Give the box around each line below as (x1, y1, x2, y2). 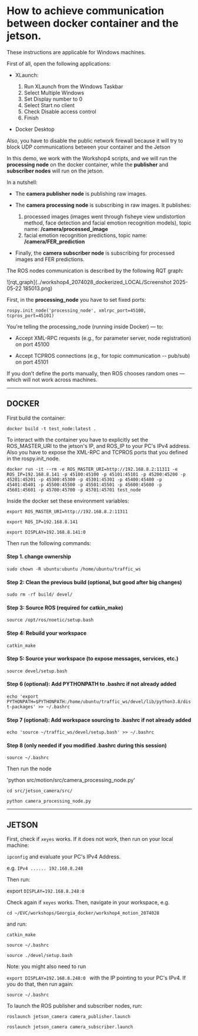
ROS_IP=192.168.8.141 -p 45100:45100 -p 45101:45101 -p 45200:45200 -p (6, 471, 186, 477)
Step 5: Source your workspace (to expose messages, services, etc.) (6, 655, 179, 662)
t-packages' (6, 704, 36, 710)
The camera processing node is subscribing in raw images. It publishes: (15, 202, 192, 209)
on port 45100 (15, 341, 50, 348)
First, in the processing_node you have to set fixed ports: (6, 296, 146, 303)
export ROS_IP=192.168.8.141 (6, 519, 78, 525)
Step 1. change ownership (6, 553, 71, 560)
